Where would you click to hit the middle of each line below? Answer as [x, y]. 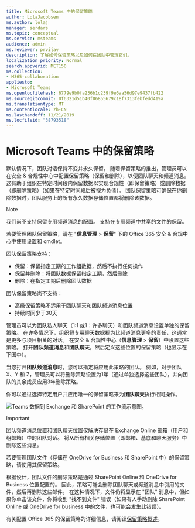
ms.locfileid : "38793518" [37, 121]
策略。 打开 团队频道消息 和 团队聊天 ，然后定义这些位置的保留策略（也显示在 [97, 347]
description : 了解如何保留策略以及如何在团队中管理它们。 [69, 55]
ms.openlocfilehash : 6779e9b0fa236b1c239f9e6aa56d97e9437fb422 [85, 93]
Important [18, 419]
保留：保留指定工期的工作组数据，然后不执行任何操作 [79, 266]
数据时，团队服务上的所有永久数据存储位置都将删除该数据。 [83, 198]
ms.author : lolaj [27, 22]
